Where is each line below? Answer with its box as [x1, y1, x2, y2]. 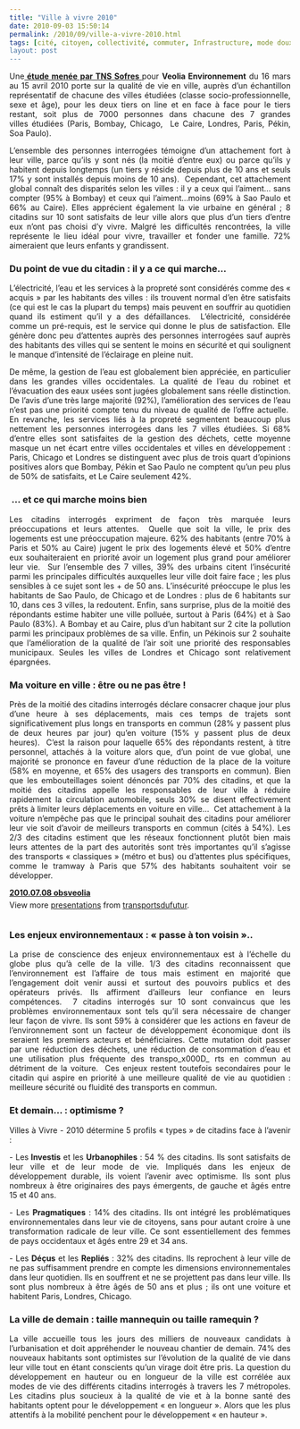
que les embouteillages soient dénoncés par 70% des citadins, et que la [9, 775, 291, 786]
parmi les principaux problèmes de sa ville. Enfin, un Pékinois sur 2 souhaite [9, 628, 291, 638]
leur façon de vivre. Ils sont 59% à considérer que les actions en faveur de [9, 1016, 291, 1027]
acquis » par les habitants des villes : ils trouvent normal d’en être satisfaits [9, 292, 291, 303]
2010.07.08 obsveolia [9, 887, 91, 899]
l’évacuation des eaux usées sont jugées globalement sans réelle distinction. [9, 385, 291, 396]
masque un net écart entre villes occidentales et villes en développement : [9, 443, 291, 453]
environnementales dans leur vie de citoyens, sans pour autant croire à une [9, 1216, 291, 1227]
